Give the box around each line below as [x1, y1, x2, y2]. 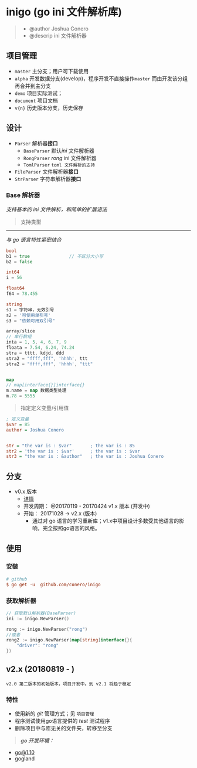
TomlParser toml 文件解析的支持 [23, 162, 96, 168]
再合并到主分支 [14, 82, 51, 89]
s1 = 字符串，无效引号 [6, 307, 55, 312]
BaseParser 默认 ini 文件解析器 [23, 147, 95, 154]
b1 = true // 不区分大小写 [6, 253, 104, 259]
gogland [14, 755, 35, 762]
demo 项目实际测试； [14, 89, 63, 97]
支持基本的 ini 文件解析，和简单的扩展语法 [6, 206, 107, 213]
